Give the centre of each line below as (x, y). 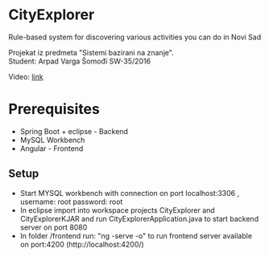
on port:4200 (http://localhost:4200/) (82, 244)
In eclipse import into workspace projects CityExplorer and (117, 210)
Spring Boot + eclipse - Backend (74, 131)
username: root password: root (71, 202)
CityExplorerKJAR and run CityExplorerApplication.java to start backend (139, 218)
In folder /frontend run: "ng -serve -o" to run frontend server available (136, 235)
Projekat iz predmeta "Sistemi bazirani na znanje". (91, 52)
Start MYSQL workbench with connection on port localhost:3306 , (130, 193)
